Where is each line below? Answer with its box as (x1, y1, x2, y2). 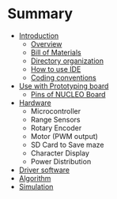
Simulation (18, 182, 54, 191)
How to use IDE (30, 64, 81, 73)
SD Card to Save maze (30, 140, 104, 149)
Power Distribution (30, 156, 92, 166)
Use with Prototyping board (18, 81, 109, 91)
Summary (7, 5, 73, 23)
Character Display (30, 148, 90, 158)
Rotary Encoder (30, 123, 82, 133)
